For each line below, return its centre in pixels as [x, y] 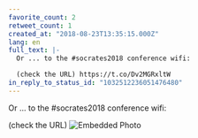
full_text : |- [34, 50]
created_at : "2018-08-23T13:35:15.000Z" [84, 34]
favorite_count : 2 [42, 17]
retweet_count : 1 [40, 26]
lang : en [24, 42]
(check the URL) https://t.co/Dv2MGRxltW [94, 75]
